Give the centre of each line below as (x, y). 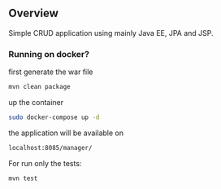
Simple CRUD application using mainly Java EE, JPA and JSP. (111, 33)
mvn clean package (39, 87)
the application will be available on (66, 133)
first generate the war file (51, 72)
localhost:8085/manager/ (50, 147)
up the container (36, 102)
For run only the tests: (45, 163)
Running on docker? (49, 54)
